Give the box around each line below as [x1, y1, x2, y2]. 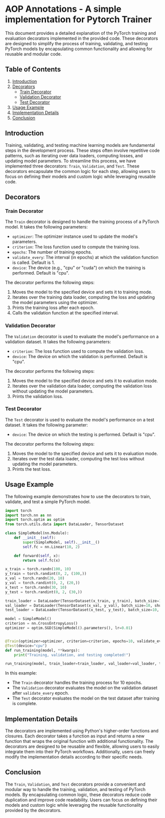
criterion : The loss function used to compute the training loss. [12, 244, 140, 250]
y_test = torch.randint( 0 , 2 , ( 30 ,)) [5, 590, 82, 594]
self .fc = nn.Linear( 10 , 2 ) [23, 544, 80, 549]
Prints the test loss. [12, 466, 52, 472]
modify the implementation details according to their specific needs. [5, 754, 143, 760]
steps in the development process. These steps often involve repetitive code [5, 147, 160, 153]
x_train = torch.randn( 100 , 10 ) [5, 566, 71, 572]
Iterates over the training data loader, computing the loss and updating [12, 294, 155, 300]
